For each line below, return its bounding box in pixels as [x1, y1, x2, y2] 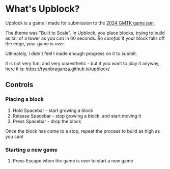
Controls [5, 80, 34, 89]
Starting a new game [5, 146, 58, 153]
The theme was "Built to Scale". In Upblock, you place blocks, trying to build [5, 30, 165, 36]
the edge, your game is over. [5, 40, 65, 46]
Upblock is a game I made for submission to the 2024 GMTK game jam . [5, 20, 155, 26]
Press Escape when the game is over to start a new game [12, 157, 133, 163]
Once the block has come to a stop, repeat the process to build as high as [5, 128, 160, 134]
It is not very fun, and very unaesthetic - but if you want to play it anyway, [5, 60, 160, 66]
